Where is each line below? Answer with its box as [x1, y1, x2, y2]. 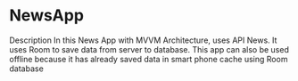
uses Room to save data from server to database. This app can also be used [9, 44, 290, 54]
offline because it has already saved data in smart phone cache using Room [9, 53, 288, 64]
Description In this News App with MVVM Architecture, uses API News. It [9, 35, 277, 45]
